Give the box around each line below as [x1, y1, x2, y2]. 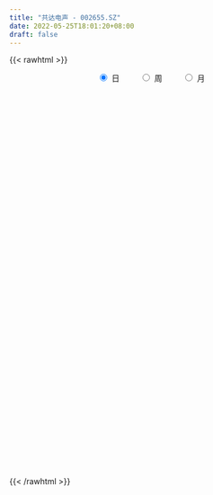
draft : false [9, 30, 58, 39]
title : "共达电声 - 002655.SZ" [9, 13, 121, 22]
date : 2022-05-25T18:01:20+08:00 [9, 22, 135, 31]
